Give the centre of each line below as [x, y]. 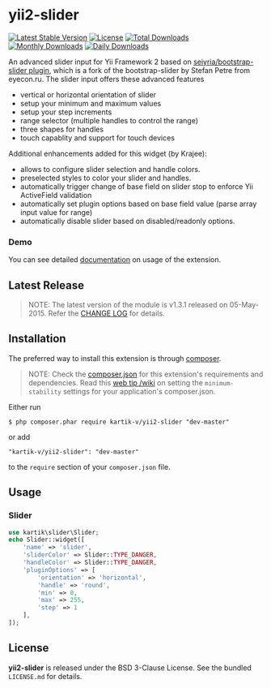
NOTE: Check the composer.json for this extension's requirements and [146, 374]
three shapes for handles [61, 129]
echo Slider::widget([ [47, 540]
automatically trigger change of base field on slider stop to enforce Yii [136, 186]
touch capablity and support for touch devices [97, 138]
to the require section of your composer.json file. [90, 467]
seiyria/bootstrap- [223, 62]
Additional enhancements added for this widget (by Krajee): [108, 153]
